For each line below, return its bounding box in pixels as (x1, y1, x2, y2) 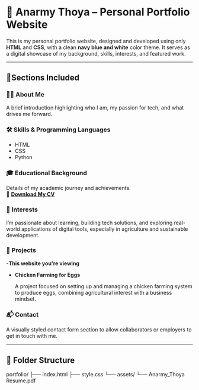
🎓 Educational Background (6, 169, 88, 177)
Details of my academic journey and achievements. (6, 185, 131, 192)
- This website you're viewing (6, 260, 80, 267)
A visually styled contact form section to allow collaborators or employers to (6, 326, 192, 333)
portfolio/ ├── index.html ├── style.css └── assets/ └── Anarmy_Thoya (6, 370, 185, 378)
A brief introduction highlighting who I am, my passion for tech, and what (6, 104, 184, 111)
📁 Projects (6, 246, 37, 254)
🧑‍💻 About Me (6, 91, 44, 99)
